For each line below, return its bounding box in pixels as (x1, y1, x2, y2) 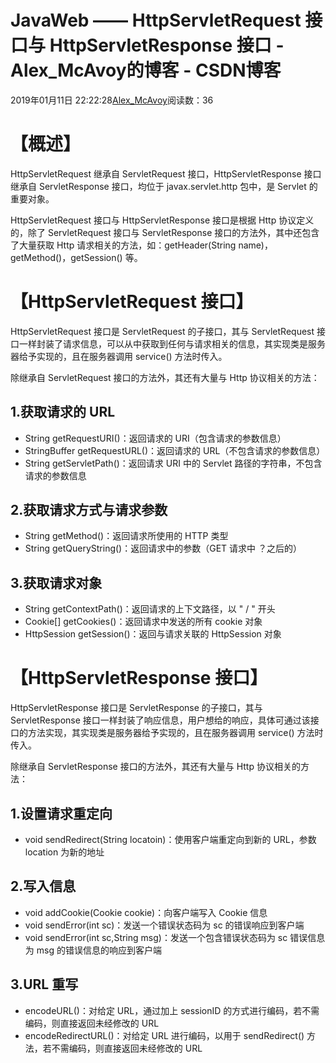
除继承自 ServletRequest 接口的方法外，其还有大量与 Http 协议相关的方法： (10, 371, 320, 383)
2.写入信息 (10, 878, 77, 895)
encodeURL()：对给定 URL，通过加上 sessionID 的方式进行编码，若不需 (24, 1004, 320, 1016)
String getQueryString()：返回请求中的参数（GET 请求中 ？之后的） (24, 542, 302, 555)
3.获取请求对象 (10, 574, 103, 591)
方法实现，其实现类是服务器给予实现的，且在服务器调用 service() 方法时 (27, 727, 324, 739)
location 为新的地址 (24, 846, 105, 858)
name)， (238, 239, 273, 251)
